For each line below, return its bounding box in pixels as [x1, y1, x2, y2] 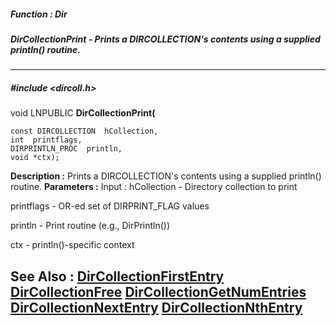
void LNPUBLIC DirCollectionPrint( [10, 107, 156, 119]
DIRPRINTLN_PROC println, [10, 144, 123, 154]
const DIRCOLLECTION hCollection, [10, 126, 159, 137]
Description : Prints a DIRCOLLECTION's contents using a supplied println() [10, 170, 322, 182]
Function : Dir [10, 8, 68, 20]
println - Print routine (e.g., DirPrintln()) [10, 220, 171, 232]
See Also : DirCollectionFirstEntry [10, 268, 225, 285]
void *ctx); [10, 153, 60, 163]
